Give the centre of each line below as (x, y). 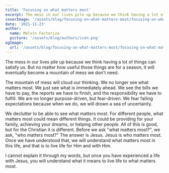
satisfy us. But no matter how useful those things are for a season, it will (80, 67)
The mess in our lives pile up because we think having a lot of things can (80, 62)
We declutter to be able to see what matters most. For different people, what (84, 113)
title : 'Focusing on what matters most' (48, 10)
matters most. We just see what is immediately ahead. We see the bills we (82, 88)
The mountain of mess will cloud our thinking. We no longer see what (77, 82)
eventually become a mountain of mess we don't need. (62, 72)
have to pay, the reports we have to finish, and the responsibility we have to (83, 93)
